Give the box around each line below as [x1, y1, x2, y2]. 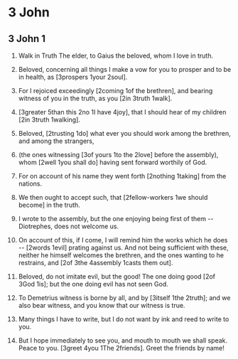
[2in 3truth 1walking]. [18, 115, 81, 124]
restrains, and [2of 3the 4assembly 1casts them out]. [18, 259, 173, 267]
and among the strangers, [18, 136, 94, 145]
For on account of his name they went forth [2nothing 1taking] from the [18, 172, 227, 180]
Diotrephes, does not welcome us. [18, 222, 119, 230]
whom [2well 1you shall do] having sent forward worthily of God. [18, 158, 207, 166]
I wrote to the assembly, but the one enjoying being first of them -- [18, 215, 214, 223]
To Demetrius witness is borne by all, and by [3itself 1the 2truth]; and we [18, 294, 231, 302]
